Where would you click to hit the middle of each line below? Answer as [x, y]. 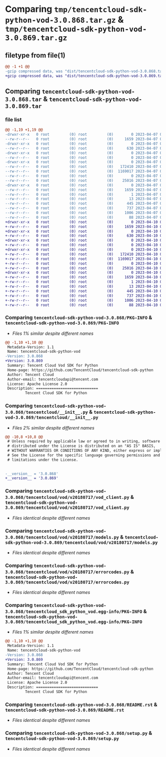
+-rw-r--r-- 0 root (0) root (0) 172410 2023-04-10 [82, 254]
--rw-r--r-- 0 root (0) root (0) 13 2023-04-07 [82, 199]
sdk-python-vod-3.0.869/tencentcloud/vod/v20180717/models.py [82, 542]
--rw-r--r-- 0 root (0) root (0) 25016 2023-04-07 [82, 180]
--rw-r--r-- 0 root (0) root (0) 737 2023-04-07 [82, 208]
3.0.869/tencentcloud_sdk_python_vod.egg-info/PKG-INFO [74, 622]
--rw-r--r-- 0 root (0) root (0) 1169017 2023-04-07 [82, 171]
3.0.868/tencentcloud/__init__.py [46, 412]
